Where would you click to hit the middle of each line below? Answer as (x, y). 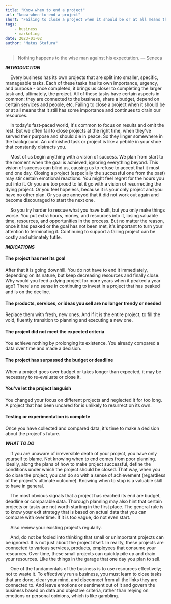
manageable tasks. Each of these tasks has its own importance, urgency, (82, 83)
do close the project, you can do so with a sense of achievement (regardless (85, 475)
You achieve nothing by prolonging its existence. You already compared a (82, 343)
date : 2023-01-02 (24, 39)
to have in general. (25, 486)
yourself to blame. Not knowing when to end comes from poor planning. (81, 459)
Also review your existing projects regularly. (56, 527)
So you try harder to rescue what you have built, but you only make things (88, 210)
